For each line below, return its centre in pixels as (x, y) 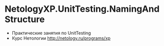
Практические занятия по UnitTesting (51, 33)
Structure (25, 19)
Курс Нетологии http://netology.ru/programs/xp (61, 38)
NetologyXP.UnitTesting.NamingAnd (82, 9)
